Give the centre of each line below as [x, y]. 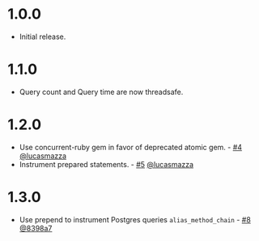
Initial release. [42, 37]
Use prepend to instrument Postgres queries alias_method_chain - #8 [135, 219]
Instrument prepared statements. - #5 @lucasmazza [106, 164]
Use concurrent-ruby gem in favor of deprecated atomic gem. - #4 [131, 147]
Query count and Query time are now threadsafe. [101, 92]
